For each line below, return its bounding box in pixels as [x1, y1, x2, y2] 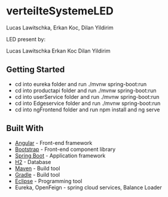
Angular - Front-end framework [14, 139, 93, 146]
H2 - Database [14, 158, 51, 165]
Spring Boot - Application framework [14, 151, 106, 159]
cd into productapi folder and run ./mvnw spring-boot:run [14, 87, 157, 94]
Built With [6, 123, 44, 134]
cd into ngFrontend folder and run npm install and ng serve [14, 106, 160, 113]
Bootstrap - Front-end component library [14, 146, 116, 153]
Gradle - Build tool [14, 171, 60, 178]
